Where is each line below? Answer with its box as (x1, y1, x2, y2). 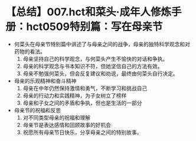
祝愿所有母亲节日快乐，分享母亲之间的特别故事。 (22, 129, 142, 136)
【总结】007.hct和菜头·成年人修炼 (5, 5, 172, 19)
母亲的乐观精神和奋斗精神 (14, 77, 77, 84)
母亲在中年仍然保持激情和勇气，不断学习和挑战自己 (22, 85, 148, 92)
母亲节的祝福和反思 (14, 106, 61, 113)
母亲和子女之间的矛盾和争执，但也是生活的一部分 (22, 99, 142, 106)
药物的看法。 (14, 48, 45, 55)
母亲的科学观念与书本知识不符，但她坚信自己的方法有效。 (22, 62, 163, 69)
